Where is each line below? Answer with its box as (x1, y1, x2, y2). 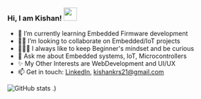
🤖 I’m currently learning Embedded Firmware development (17, 29, 188, 38)
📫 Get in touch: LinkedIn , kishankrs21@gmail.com (17, 68, 164, 76)
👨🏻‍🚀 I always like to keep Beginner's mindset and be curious (17, 45, 195, 53)
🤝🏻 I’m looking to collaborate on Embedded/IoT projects (17, 37, 180, 45)
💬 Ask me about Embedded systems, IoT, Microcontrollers (17, 52, 188, 60)
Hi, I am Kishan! (7, 13, 62, 23)
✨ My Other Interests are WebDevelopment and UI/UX (17, 59, 176, 68)
